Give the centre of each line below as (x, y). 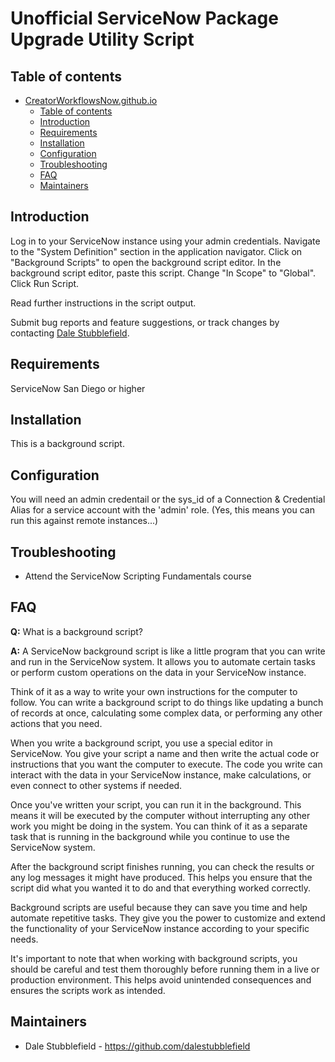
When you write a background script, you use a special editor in (141, 743)
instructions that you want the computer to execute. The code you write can (166, 764)
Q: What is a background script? (76, 631)
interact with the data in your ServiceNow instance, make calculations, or (161, 774)
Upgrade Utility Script (102, 39)
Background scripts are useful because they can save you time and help (159, 907)
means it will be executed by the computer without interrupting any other (160, 815)
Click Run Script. (45, 283)
